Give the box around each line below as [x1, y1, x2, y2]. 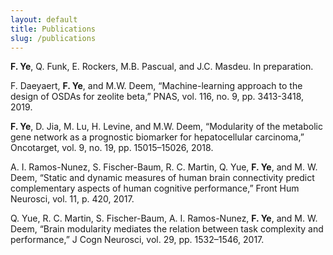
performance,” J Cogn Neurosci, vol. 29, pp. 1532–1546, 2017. [10, 234, 265, 246]
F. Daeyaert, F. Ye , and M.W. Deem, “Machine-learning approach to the [10, 80, 303, 92]
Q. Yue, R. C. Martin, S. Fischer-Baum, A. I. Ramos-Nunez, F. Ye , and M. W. [10, 212, 318, 225]
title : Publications [10, 24, 97, 34]
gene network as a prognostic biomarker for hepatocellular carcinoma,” [10, 131, 305, 143]
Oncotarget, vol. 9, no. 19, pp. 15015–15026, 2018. [10, 142, 214, 154]
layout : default [10, 14, 78, 25]
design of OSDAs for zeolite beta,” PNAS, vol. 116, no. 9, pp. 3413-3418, [10, 91, 305, 103]
